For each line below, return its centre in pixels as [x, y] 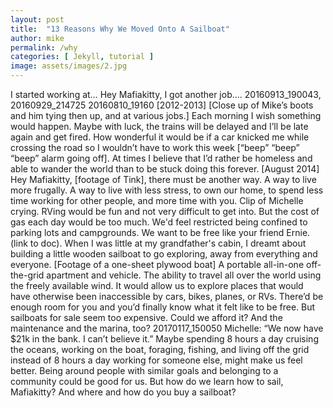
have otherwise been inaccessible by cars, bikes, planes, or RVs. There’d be [167, 296]
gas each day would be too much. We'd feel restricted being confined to [159, 222]
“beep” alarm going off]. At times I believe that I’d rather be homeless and [161, 158]
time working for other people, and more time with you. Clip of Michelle [157, 200]
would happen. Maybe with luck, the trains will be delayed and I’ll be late [159, 126]
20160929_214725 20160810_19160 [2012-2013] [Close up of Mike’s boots [162, 105]
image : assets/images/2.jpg [69, 66]
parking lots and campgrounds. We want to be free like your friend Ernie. [160, 232]
